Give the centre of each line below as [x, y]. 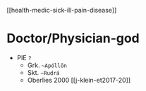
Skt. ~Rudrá [43, 72]
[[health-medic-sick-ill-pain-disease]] [62, 10]
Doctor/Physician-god [73, 38]
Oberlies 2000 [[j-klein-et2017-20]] [79, 80]
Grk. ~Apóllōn [47, 65]
